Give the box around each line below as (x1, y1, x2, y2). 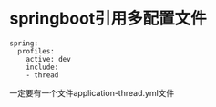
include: (26, 63, 59, 72)
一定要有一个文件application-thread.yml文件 (9, 87, 175, 98)
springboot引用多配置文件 (9, 8, 207, 29)
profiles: (17, 46, 55, 55)
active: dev (26, 54, 71, 63)
